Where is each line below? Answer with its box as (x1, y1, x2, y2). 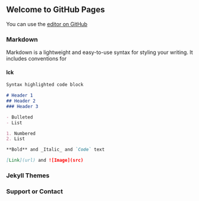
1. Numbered (6, 130, 36, 136)
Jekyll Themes (6, 171, 50, 180)
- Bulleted (6, 114, 33, 120)
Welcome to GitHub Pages (6, 5, 105, 15)
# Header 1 (6, 92, 33, 98)
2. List (6, 136, 26, 142)
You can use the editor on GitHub (6, 20, 88, 27)
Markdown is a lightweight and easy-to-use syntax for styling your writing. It (6, 49, 193, 56)
